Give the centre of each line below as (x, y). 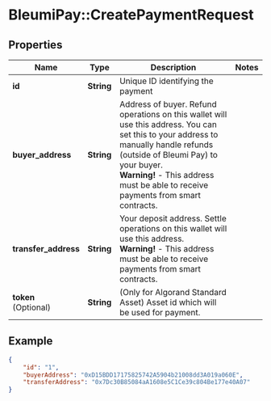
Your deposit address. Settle (173, 218)
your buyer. (142, 165)
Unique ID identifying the (167, 81)
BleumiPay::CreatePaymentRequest (131, 15)
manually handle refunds (167, 145)
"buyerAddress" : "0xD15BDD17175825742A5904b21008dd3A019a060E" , (133, 375)
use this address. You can (169, 125)
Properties (35, 45)
